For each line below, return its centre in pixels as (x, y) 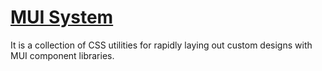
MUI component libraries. (62, 55)
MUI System (62, 17)
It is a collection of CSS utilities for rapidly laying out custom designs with (161, 45)
